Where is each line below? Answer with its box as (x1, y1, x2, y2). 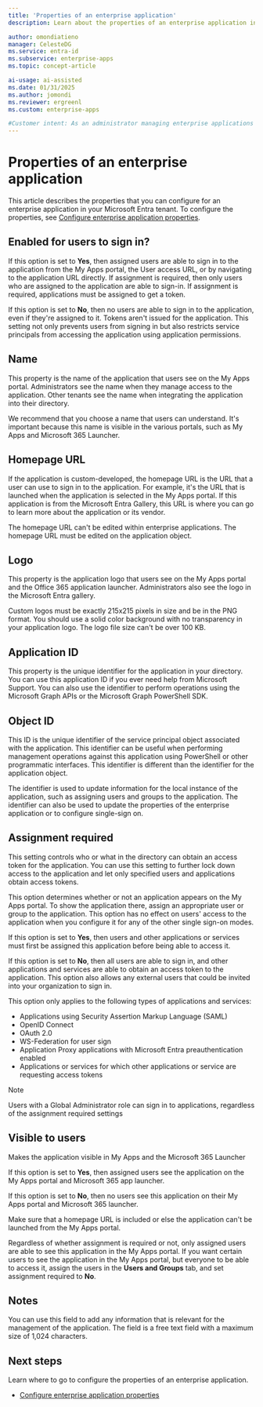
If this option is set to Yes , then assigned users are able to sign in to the (8, 256, 239, 265)
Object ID (8, 714, 55, 727)
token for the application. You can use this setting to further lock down (8, 860, 236, 869)
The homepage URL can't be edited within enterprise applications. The (8, 523, 236, 532)
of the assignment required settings (8, 1108, 124, 1118)
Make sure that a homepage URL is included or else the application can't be (8, 1214, 253, 1224)
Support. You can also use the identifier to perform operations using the (8, 683, 240, 693)
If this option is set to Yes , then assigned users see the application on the (8, 1167, 245, 1177)
